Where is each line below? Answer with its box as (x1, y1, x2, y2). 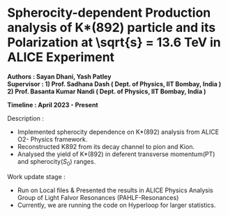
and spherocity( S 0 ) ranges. (17, 157, 96, 167)
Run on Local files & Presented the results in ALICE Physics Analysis (17, 186, 214, 194)
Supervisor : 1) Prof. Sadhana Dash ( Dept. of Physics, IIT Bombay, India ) (7, 79, 222, 88)
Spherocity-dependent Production (7, 5, 211, 21)
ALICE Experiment (7, 49, 115, 65)
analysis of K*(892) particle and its (7, 20, 216, 36)
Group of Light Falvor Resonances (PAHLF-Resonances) (17, 193, 179, 201)
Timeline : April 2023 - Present (7, 100, 99, 109)
